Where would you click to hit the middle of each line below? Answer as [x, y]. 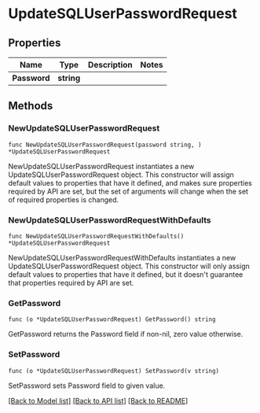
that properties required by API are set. [71, 282]
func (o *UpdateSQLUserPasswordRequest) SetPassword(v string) [114, 371]
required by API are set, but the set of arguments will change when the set [128, 191]
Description [110, 65]
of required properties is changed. [64, 199]
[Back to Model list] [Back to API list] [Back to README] [98, 400]
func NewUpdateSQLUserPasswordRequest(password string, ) [105, 145]
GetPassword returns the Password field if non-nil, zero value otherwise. [126, 334]
